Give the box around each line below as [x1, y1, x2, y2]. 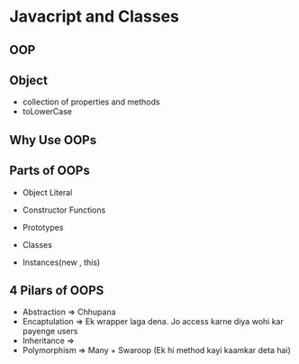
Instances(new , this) [22, 257, 101, 268]
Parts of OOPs [9, 163, 90, 178]
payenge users [22, 326, 78, 337]
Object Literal [22, 187, 73, 197]
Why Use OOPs [9, 132, 97, 148]
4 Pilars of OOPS [9, 282, 104, 298]
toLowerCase [22, 106, 72, 117]
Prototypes [22, 222, 64, 232]
